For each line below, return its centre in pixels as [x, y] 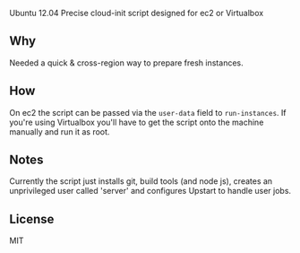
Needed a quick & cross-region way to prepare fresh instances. [126, 63]
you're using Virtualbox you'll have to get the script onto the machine [137, 122]
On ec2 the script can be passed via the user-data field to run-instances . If [148, 112]
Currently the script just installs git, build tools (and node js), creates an [141, 181]
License [32, 219]
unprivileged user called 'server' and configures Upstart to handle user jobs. [150, 191]
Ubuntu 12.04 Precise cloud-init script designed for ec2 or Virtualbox [137, 13]
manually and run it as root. [60, 131]
